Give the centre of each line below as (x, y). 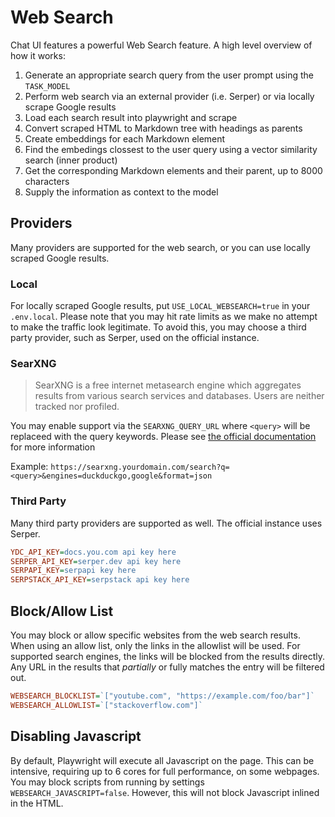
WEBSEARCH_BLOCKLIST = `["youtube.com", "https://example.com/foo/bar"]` (162, 696)
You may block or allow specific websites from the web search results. (155, 635)
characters (47, 181)
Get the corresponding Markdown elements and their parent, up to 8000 (173, 170)
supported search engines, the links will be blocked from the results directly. (167, 656)
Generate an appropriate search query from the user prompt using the (169, 75)
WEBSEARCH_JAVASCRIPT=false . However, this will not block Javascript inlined (165, 792)
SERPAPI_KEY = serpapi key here (73, 571)
